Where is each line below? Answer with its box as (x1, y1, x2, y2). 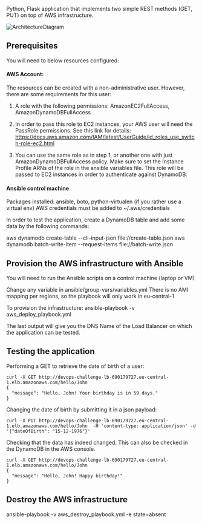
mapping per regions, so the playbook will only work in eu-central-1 (6, 293, 174, 300)
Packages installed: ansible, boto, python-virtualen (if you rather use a (6, 198, 181, 205)
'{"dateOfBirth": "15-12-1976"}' (6, 428, 91, 434)
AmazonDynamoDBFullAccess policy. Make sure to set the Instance (15, 158, 184, 165)
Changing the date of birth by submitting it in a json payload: (6, 405, 157, 413)
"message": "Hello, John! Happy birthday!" (11, 473, 123, 479)
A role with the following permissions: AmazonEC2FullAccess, (15, 102, 170, 110)
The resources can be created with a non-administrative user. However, (6, 84, 185, 91)
